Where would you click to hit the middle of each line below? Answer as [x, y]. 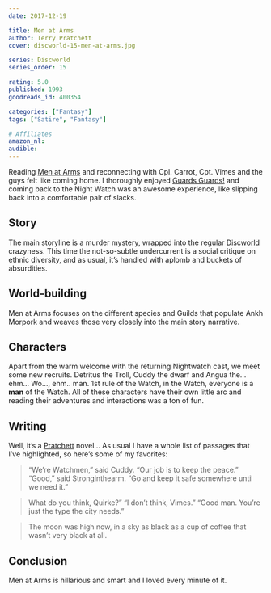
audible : [23, 149]
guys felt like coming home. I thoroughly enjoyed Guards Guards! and [124, 180]
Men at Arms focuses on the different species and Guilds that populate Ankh [136, 313]
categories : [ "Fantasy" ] [50, 111]
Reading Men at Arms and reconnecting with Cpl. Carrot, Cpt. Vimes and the [135, 172]
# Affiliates [30, 134]
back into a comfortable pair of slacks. [72, 198]
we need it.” [48, 487]
